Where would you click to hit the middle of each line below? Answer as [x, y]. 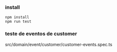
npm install [17, 17]
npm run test [18, 22]
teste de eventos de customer [41, 34]
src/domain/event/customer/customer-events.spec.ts [59, 44]
